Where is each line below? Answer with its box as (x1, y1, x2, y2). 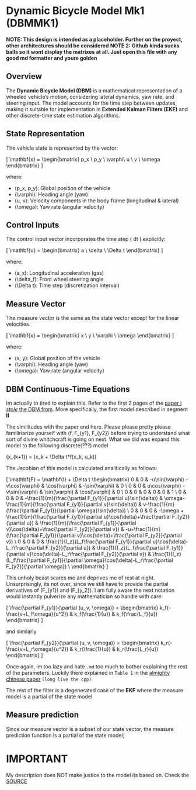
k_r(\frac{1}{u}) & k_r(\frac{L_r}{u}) (74, 646, 159, 653)
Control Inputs (6, 220, 60, 230)
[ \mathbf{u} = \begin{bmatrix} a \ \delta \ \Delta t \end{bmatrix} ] (6, 247, 163, 254)
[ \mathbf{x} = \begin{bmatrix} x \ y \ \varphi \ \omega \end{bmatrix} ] (6, 332, 174, 339)
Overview (6, 71, 43, 81)
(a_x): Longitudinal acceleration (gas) (14, 270, 104, 277)
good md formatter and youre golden (6, 54, 97, 61)
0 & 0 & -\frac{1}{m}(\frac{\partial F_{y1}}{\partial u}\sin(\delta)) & (6, 495, 163, 501)
